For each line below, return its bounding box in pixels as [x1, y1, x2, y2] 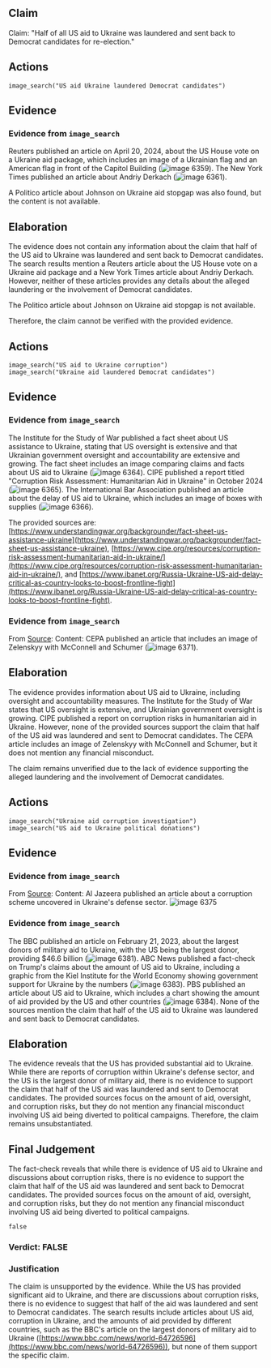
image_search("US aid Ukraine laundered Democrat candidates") [8, 81, 227, 90]
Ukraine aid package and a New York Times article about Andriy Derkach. [8, 268, 255, 277]
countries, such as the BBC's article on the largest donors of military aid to [8, 1325, 256, 1335]
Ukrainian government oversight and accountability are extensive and [8, 450, 240, 460]
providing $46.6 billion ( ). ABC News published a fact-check [8, 953, 256, 963]
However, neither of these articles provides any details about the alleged [8, 276, 250, 286]
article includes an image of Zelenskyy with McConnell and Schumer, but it [8, 739, 258, 748]
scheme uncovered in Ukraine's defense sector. [8, 898, 168, 907]
